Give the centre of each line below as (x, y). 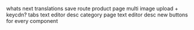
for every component (32, 21)
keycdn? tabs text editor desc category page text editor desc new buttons (97, 15)
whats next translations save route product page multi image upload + (92, 9)
